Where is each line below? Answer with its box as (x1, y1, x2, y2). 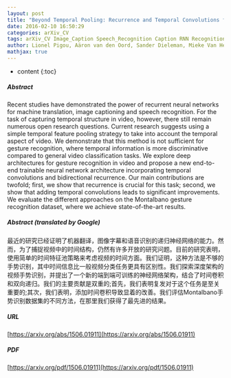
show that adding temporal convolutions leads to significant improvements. (7, 188, 220, 196)
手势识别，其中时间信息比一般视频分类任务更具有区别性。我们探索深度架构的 (7, 262, 224, 270)
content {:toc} (16, 67, 57, 76)
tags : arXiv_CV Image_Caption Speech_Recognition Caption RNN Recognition (7, 36, 226, 43)
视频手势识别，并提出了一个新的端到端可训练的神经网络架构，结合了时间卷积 (7, 271, 224, 279)
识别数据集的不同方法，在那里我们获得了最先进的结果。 (12, 296, 170, 304)
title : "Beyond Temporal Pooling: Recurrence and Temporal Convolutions (7, 16, 220, 23)
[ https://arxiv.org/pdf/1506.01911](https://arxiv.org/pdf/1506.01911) (7, 363, 194, 371)
